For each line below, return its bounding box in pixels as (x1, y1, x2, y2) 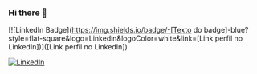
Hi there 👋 (8, 7, 48, 18)
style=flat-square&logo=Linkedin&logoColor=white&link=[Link (8, 33, 214, 43)
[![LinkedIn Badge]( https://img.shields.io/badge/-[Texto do (8, 25, 202, 35)
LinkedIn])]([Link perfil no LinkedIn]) (8, 42, 128, 52)
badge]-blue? (203, 25, 249, 35)
